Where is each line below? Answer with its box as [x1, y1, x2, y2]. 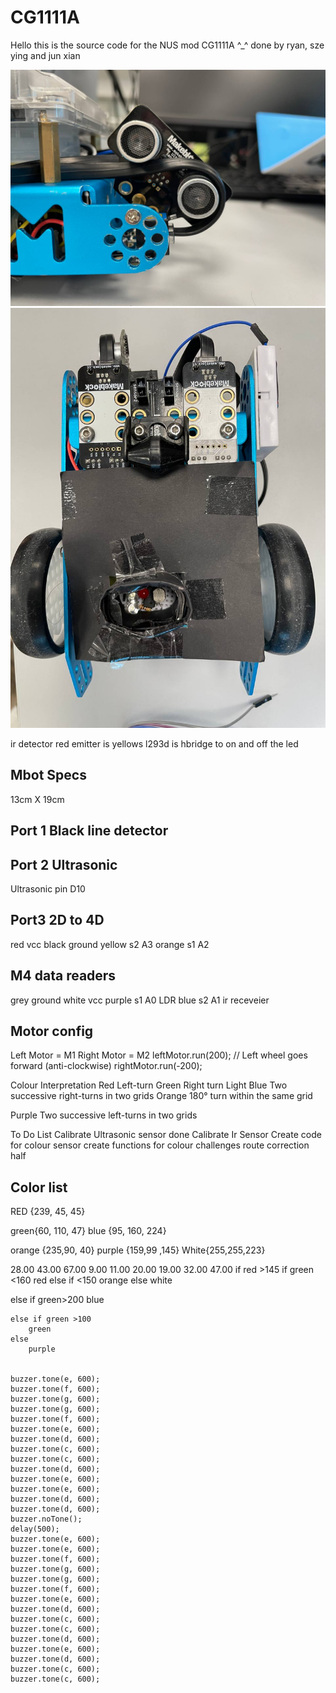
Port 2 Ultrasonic [10, 856, 118, 873]
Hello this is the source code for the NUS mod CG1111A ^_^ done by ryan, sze [10, 39, 325, 51]
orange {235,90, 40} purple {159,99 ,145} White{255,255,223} [10, 1244, 266, 1256]
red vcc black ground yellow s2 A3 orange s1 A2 [10, 938, 210, 950]
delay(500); [10, 1524, 60, 1535]
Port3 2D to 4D [10, 912, 105, 929]
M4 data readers [10, 967, 117, 985]
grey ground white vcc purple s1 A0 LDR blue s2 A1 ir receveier [10, 994, 270, 1006]
